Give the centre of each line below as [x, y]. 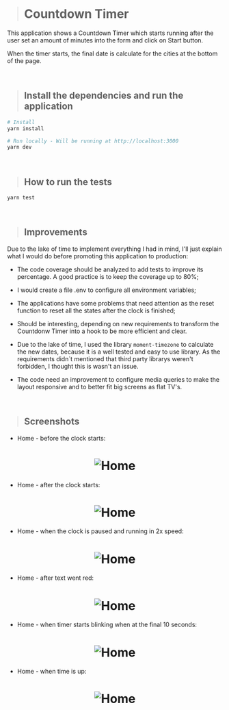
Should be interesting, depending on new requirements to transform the [118, 323]
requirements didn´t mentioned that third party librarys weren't [105, 358]
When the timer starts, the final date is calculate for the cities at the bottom [112, 53]
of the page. [24, 60]
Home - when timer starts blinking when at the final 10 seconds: [107, 625]
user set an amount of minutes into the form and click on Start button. [105, 40]
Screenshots [52, 422]
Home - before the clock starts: [61, 438]
